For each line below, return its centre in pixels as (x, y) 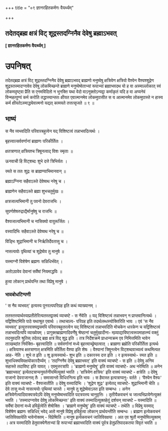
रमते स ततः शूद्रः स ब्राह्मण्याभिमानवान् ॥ (35, 171)
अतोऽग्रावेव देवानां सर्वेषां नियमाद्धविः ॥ (34, 271)
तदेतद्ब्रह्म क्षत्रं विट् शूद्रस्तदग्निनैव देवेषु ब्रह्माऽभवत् (61, 33)
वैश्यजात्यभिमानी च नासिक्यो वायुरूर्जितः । (37, 221)
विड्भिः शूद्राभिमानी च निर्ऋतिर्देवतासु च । (36, 241)
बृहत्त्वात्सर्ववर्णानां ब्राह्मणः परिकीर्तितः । (34, 141)
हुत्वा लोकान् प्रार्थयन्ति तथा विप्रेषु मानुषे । (36, 281)
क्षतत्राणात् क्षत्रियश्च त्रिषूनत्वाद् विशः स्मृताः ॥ (39, 151)
